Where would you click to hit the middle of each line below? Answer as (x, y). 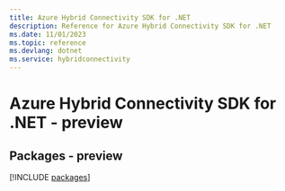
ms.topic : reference (48, 43)
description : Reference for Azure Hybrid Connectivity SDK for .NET (140, 26)
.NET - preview (66, 123)
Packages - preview (66, 156)
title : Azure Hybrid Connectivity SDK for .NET (100, 17)
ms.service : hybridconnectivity (70, 59)
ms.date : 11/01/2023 (48, 34)
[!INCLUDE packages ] (50, 177)
